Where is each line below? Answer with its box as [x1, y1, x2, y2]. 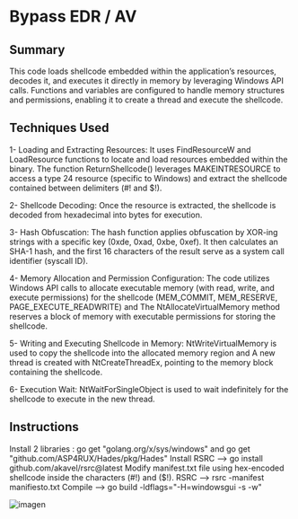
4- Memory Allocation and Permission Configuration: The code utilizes [9, 272, 270, 284]
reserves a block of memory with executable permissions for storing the [9, 311, 276, 321]
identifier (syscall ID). [9, 255, 88, 266]
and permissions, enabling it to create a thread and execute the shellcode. [9, 94, 284, 105]
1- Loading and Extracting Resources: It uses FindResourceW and [9, 144, 251, 154]
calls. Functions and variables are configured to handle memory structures [9, 85, 285, 95]
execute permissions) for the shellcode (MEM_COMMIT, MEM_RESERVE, [9, 292, 278, 303]
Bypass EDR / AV [9, 6, 137, 27]
